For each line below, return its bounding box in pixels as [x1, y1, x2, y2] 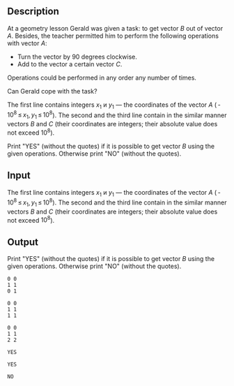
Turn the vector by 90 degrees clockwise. [17, 52, 138, 61]
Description [7, 6, 59, 17]
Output [7, 236, 38, 248]
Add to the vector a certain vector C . [17, 59, 123, 68]
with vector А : [7, 38, 47, 47]
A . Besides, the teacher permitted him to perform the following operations [7, 31, 219, 40]
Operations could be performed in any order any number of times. [7, 73, 197, 82]
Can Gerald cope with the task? [7, 87, 97, 95]
